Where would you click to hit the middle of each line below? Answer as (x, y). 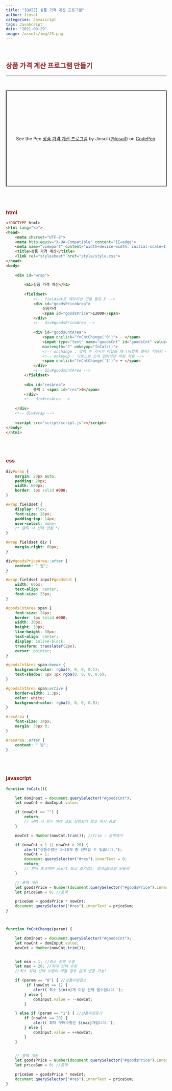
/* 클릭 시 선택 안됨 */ (38, 528)
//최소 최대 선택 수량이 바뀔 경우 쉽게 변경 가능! (61, 971)
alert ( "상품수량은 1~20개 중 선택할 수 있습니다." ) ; (73, 850)
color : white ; (30, 698)
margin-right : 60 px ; (37, 547)
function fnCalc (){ (27, 789)
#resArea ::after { (25, 740)
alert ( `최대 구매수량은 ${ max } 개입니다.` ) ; (74, 1023)
